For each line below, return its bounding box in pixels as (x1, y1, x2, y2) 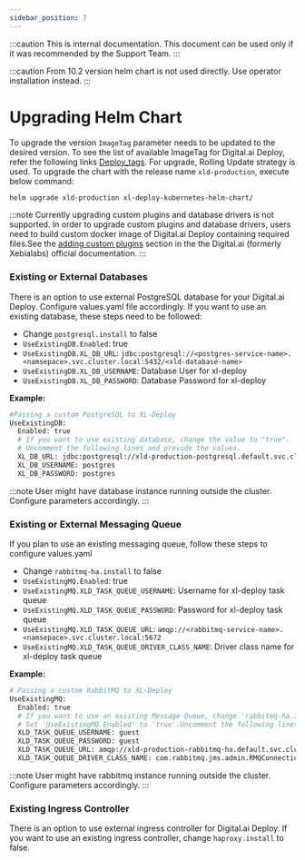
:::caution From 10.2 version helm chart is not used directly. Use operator (9, 65, 281, 76)
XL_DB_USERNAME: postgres (17, 460, 116, 470)
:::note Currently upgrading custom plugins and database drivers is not (9, 210, 274, 221)
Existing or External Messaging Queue (9, 518, 182, 530)
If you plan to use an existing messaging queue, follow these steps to (9, 539, 268, 549)
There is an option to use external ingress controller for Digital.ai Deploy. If (9, 823, 288, 834)
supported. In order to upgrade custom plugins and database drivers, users (9, 219, 291, 230)
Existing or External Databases (9, 271, 148, 283)
